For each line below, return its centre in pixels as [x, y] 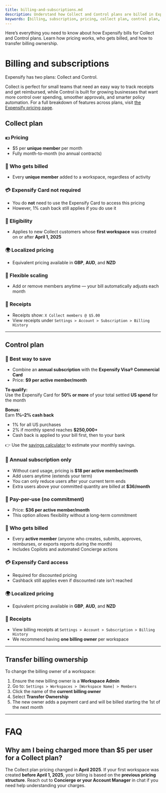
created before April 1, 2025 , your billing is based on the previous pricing [81, 775]
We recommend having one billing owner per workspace [70, 639]
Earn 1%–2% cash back [30, 415]
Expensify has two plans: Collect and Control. [51, 77]
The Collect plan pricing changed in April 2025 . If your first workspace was [82, 770]
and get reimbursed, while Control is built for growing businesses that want [82, 92]
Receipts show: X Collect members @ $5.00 [56, 315]
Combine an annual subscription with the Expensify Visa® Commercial [86, 370]
